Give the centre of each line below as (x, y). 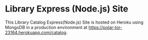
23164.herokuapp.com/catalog (36, 32)
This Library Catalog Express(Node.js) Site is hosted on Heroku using (74, 22)
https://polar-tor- (106, 27)
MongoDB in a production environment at (46, 27)
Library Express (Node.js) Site (67, 9)
